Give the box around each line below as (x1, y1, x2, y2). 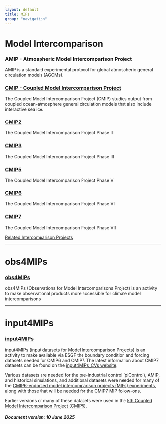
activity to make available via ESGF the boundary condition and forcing (5, 352, 149, 358)
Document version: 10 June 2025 (5, 414, 75, 420)
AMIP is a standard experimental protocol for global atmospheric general (5, 66, 153, 72)
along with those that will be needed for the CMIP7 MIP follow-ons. (5, 388, 142, 394)
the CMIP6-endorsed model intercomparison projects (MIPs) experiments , (5, 382, 157, 388)
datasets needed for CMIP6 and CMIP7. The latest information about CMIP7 (5, 357, 159, 363)
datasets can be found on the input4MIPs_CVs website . (5, 363, 118, 368)
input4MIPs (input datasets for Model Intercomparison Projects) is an (5, 347, 146, 353)
